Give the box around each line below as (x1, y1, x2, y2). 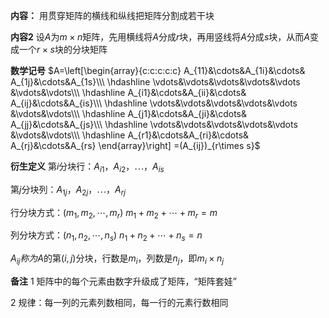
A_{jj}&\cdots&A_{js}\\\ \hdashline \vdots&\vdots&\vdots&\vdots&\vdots (10, 119, 298, 130)
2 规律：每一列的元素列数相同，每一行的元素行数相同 (10, 296, 229, 308)
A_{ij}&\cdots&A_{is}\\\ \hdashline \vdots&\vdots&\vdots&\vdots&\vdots (10, 97, 298, 109)
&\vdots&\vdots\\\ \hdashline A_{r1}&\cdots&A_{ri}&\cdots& (10, 129, 250, 141)
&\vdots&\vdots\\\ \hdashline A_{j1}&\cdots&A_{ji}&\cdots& (10, 108, 248, 119)
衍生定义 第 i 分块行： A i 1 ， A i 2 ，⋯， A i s (10, 160, 165, 174)
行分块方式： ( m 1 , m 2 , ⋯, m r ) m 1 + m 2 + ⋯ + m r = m (10, 206, 218, 221)
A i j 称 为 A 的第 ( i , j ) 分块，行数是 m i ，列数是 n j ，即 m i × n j (10, 252, 225, 266)
